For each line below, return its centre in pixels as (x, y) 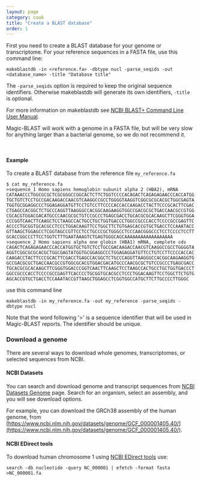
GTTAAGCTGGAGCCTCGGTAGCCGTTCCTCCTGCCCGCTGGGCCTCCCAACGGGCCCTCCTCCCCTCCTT (100, 232)
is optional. (20, 99)
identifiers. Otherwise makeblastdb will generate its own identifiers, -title (98, 92)
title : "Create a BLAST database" (49, 23)
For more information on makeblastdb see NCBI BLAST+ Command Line (95, 110)
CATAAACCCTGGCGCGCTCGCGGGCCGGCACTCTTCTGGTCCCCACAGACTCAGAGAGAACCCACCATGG (100, 195)
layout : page (22, 12)
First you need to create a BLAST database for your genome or (84, 46)
